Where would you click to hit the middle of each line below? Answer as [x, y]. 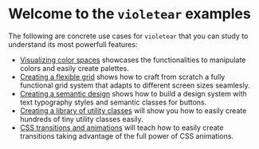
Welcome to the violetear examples [129, 14]
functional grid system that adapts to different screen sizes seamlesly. [135, 85]
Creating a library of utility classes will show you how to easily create [133, 110]
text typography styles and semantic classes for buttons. [113, 102]
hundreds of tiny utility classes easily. [81, 119]
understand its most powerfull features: [73, 44]
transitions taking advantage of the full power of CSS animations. [126, 135]
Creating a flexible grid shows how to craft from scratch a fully [122, 76]
